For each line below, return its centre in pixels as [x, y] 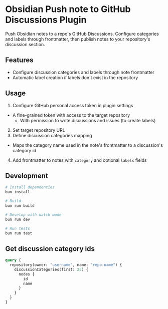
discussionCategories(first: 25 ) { [51, 269]
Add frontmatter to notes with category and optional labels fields [79, 160]
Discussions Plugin [46, 20]
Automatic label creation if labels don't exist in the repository [75, 77]
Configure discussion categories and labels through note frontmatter [83, 72]
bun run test [19, 233]
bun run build [20, 206]
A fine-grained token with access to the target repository [71, 115]
